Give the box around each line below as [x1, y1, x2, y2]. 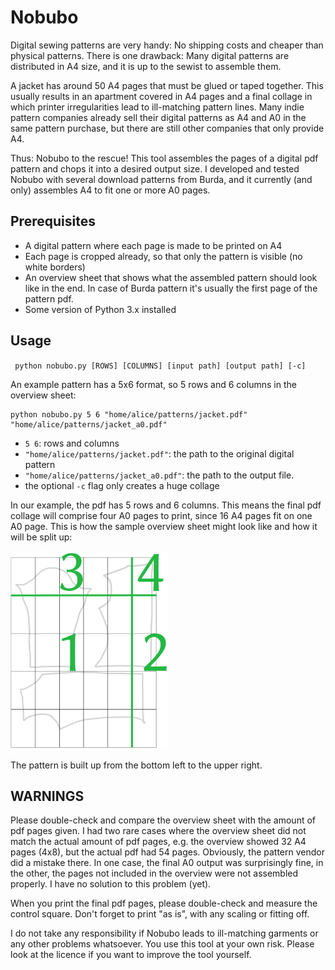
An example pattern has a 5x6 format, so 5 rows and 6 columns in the [10, 378, 297, 390]
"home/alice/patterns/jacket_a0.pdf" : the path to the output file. [24, 469, 295, 481]
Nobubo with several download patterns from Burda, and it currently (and [10, 173, 313, 185]
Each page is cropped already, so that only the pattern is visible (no [24, 250, 303, 262]
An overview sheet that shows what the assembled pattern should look [24, 271, 318, 283]
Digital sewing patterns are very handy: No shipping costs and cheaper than [10, 39, 324, 51]
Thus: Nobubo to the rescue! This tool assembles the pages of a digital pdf [10, 152, 319, 164]
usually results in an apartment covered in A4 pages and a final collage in [10, 90, 313, 102]
